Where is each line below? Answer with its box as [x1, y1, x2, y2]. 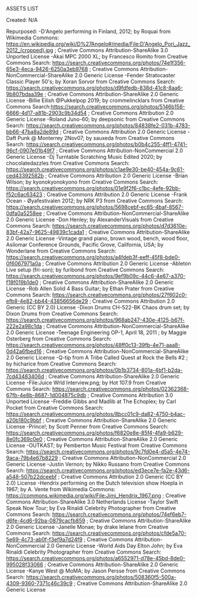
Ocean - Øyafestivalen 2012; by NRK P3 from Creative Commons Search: [6, 197, 183, 204]
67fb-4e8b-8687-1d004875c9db [6, 392, 86, 398]
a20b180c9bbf [6, 417, 42, 424]
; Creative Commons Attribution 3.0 [87, 392, 173, 398]
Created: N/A [6, 17, 38, 23]
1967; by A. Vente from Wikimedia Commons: [6, 486, 116, 492]
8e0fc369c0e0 [6, 436, 43, 442]
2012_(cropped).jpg [6, 47, 54, 54]
